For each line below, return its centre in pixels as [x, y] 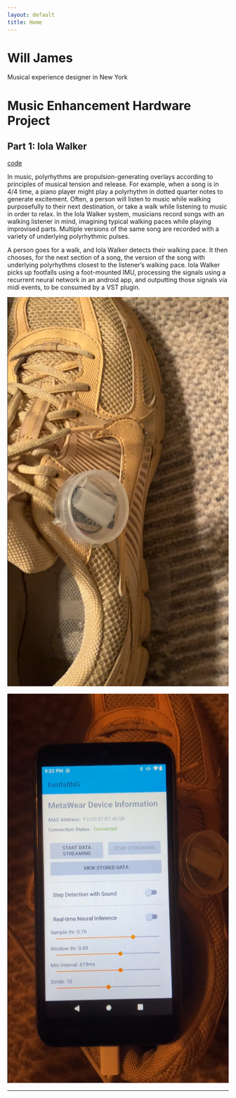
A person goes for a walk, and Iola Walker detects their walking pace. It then [118, 250]
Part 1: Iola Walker [47, 146]
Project [29, 120]
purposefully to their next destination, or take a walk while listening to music [117, 206]
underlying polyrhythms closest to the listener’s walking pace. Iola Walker [114, 265]
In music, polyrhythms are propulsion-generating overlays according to [110, 177]
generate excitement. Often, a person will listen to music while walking [109, 199]
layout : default [31, 15]
